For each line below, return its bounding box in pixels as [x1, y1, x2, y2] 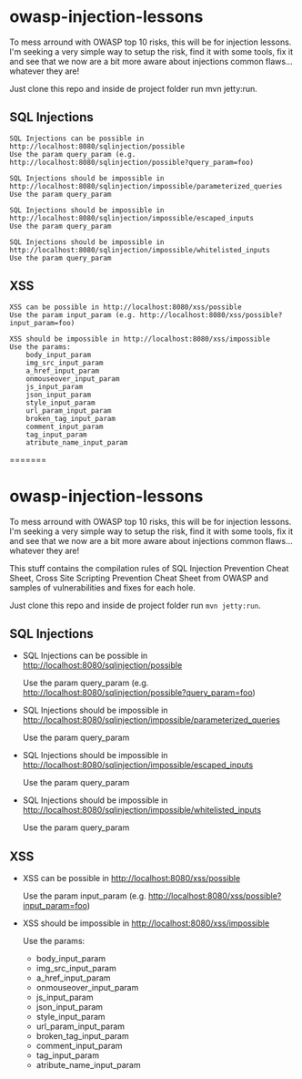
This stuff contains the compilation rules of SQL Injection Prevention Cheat [9, 562, 289, 573]
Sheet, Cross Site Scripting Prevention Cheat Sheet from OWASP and [9, 572, 269, 583]
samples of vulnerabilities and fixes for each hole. [9, 581, 196, 593]
